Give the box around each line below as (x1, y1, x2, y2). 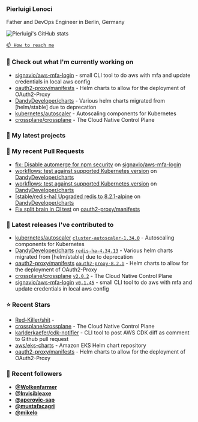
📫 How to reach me (6, 43, 55, 49)
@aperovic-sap (14, 396, 55, 403)
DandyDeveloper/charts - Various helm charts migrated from (14, 97, 165, 104)
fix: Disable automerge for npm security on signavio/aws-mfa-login (14, 161, 181, 168)
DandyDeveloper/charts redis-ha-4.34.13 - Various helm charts (14, 247, 173, 254)
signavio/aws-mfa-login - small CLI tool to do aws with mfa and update (14, 71, 191, 79)
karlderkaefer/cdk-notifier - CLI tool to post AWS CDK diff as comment (14, 329, 190, 336)
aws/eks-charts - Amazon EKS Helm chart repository (14, 342, 146, 349)
